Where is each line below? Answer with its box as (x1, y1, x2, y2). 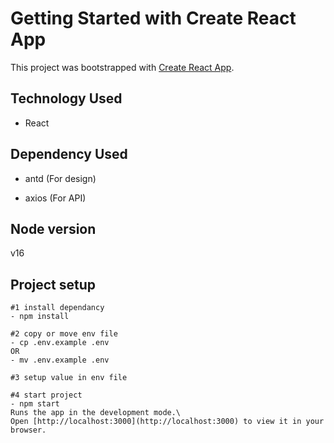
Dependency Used (10, 146, 128, 163)
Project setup (10, 276, 97, 293)
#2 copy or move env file (10, 329, 118, 339)
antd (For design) (24, 172, 97, 184)
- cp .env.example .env (10, 338, 110, 348)
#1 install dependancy (10, 303, 105, 313)
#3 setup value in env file (10, 373, 128, 383)
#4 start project (10, 390, 83, 401)
